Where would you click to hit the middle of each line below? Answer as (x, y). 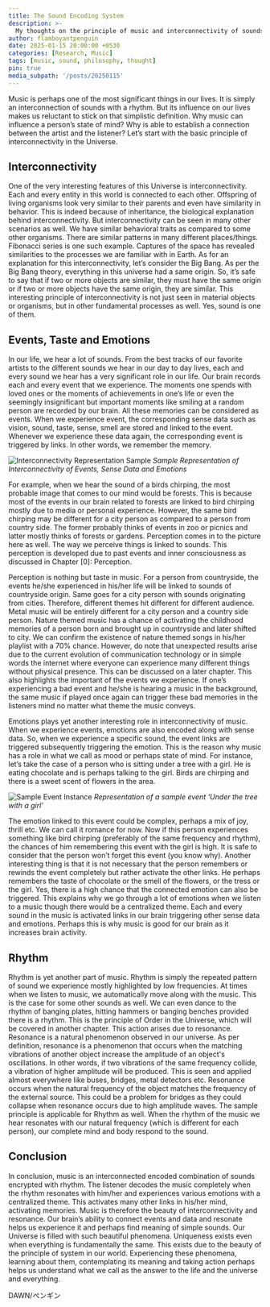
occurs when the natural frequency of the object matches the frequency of (132, 1089)
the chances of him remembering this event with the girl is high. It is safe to (133, 847)
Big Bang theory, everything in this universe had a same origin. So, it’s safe (132, 272)
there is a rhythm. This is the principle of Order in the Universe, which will (130, 1020)
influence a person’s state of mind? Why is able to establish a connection (129, 124)
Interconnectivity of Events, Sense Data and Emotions (98, 469)
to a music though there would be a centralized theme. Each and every (125, 907)
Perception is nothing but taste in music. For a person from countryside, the (133, 578)
